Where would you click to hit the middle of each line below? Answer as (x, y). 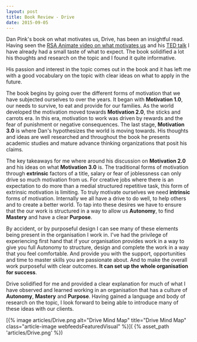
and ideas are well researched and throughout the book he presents (88, 137)
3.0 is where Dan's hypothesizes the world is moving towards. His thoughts (97, 131)
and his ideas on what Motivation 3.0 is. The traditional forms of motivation (97, 167)
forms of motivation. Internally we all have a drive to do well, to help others (96, 198)
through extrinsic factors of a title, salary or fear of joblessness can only (94, 174)
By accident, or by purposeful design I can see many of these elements (92, 229)
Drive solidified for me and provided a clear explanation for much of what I (96, 284)
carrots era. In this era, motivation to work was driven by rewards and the (95, 118)
